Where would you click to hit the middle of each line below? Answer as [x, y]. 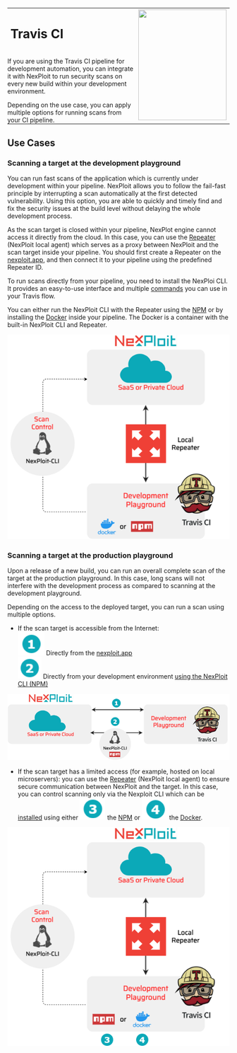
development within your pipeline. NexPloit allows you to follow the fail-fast [116, 185]
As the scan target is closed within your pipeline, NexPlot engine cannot [112, 229]
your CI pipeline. [31, 120]
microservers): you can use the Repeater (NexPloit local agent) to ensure [123, 778]
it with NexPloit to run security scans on [65, 76]
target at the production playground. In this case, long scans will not [106, 578]
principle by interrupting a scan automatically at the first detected [102, 193]
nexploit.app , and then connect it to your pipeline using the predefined [110, 260]
